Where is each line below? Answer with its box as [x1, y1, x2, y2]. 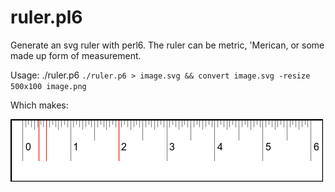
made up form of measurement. [10, 49, 142, 61]
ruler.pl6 [10, 6, 83, 29]
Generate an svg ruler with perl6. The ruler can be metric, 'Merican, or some [10, 39, 325, 51]
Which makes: [10, 99, 69, 111]
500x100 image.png [10, 81, 87, 91]
